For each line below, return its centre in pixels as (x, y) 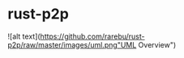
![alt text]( (24, 36)
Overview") (157, 44)
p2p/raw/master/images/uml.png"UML (72, 44)
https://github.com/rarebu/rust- (92, 36)
